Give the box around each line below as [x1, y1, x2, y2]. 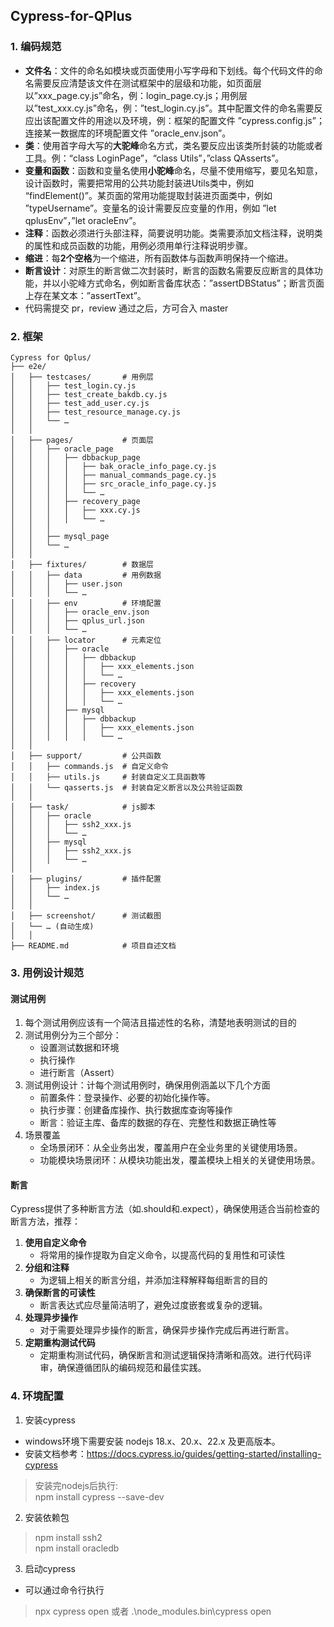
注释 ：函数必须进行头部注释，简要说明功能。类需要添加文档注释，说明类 [24, 227, 323, 239]
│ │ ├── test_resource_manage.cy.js [10, 407, 182, 417]
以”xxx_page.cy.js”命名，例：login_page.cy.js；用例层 [24, 89, 248, 101]
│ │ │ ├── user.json [10, 579, 123, 589]
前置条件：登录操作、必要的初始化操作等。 [39, 1092, 216, 1104]
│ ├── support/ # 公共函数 [10, 750, 162, 761]
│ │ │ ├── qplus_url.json [10, 615, 145, 626]
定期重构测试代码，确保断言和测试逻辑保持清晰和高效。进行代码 [39, 1349, 303, 1361]
